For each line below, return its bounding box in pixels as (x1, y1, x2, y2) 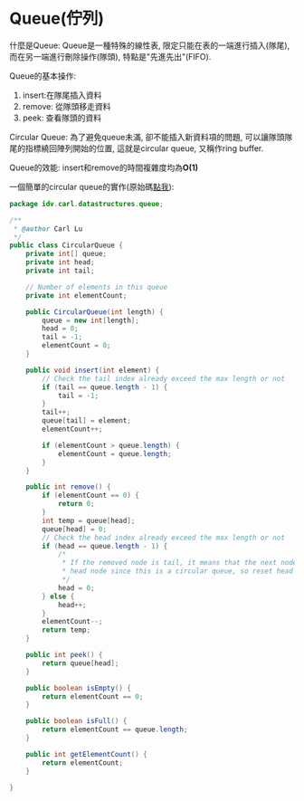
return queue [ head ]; (42, 658, 119, 668)
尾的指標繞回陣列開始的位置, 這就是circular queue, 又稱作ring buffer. (9, 142, 264, 154)
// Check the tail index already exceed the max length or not (42, 374, 285, 383)
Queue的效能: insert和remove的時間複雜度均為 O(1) (9, 162, 199, 173)
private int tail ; (25, 266, 95, 276)
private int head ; (25, 258, 95, 267)
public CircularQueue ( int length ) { (25, 307, 165, 317)
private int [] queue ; (25, 250, 107, 259)
